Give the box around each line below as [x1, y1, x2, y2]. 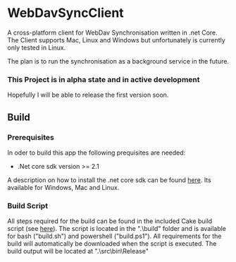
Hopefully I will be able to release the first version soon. [7, 90, 169, 100]
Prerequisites [7, 132, 54, 142]
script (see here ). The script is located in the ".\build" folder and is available [7, 225, 227, 233]
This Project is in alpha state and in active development [7, 74, 200, 84]
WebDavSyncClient [7, 5, 125, 21]
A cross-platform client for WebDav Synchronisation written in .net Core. [7, 28, 218, 37]
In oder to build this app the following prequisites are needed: [7, 148, 186, 157]
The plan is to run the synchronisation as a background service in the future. [7, 56, 229, 65]
